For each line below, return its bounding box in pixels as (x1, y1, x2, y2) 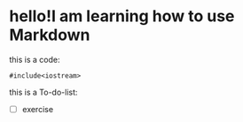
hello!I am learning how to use (9, 6, 235, 27)
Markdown (9, 25, 90, 45)
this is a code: (9, 54, 60, 65)
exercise (21, 103, 54, 114)
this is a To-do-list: (9, 87, 78, 97)
